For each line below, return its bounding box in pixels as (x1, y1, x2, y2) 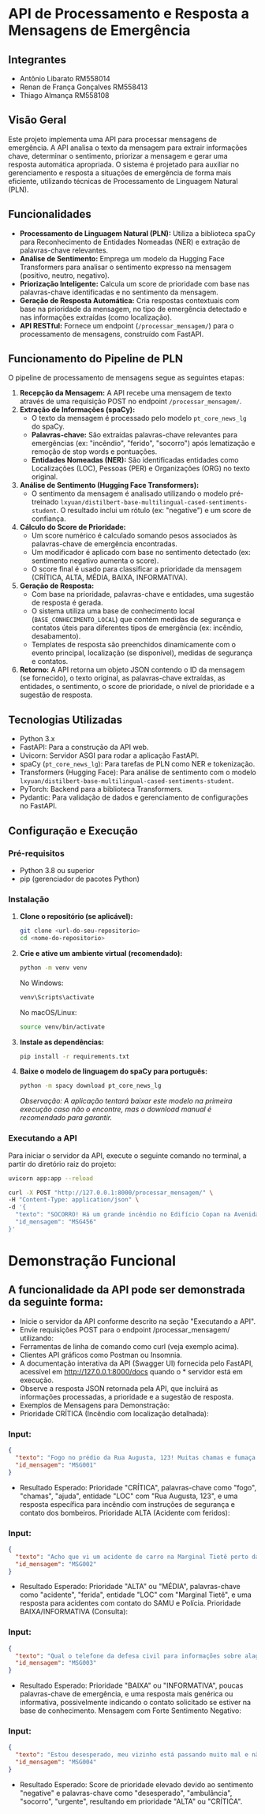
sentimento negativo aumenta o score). (31, 556, 159, 565)
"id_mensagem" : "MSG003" (15, 1659, 97, 1667)
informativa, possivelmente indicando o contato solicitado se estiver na (19, 1698, 251, 1707)
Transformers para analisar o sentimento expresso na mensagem (19, 262, 232, 272)
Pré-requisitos (8, 848, 65, 859)
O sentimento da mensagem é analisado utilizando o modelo (31, 489, 229, 498)
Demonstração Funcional (8, 1252, 176, 1269)
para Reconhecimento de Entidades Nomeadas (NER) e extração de (19, 237, 241, 246)
